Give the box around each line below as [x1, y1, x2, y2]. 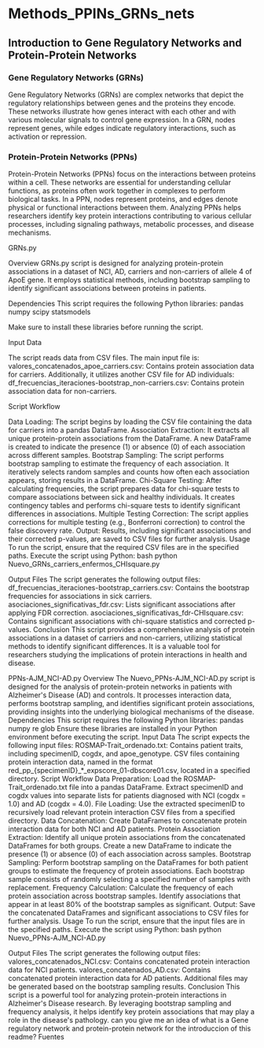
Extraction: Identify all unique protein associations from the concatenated [8, 833, 246, 842]
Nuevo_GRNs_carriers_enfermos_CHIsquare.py [8, 559, 160, 569]
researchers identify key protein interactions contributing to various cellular [8, 211, 252, 221]
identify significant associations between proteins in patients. [8, 284, 207, 293]
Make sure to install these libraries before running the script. [8, 322, 203, 332]
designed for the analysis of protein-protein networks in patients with [8, 682, 233, 692]
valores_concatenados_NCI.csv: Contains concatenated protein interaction [8, 957, 250, 966]
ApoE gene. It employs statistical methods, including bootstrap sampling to [8, 275, 251, 284]
